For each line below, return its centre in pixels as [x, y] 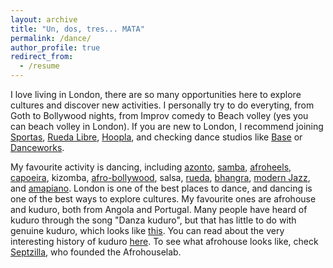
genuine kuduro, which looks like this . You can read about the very [147, 230]
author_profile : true [55, 47]
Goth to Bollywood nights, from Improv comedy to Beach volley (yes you [159, 115]
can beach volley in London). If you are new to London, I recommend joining [167, 126]
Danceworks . [37, 147]
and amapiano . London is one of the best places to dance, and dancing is [161, 188]
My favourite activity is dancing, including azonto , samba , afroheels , [151, 167]
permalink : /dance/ [51, 38]
